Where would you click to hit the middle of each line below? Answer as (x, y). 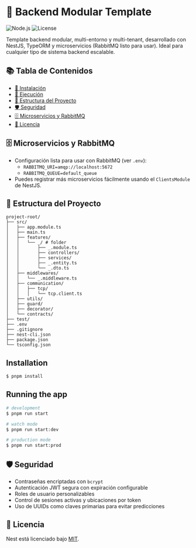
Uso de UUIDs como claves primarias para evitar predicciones (90, 506)
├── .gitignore (25, 330)
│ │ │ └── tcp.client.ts (44, 294)
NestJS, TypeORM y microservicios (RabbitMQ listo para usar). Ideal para (94, 46)
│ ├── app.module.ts (34, 228)
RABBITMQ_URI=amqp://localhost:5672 (68, 167)
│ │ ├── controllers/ (43, 253)
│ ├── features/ (28, 237)
